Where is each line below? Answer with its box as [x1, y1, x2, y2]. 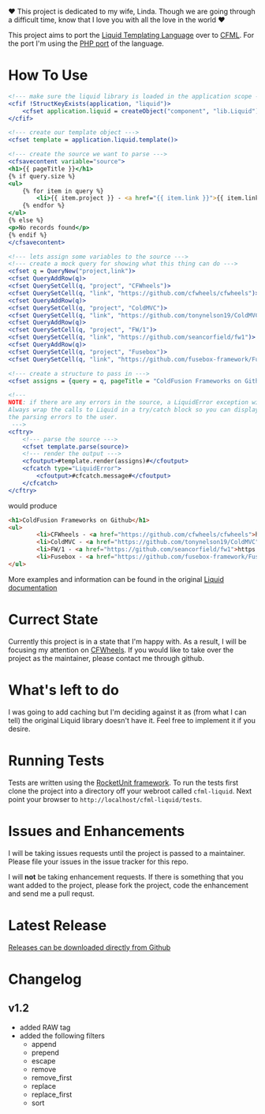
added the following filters [19, 1030, 105, 1041]
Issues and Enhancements [8, 822, 185, 840]
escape [31, 1056, 56, 1065]
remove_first [31, 1073, 73, 1082]
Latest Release [8, 916, 107, 934]
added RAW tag [19, 1022, 71, 1032]
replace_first [31, 1090, 73, 1099]
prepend [31, 1048, 59, 1057]
